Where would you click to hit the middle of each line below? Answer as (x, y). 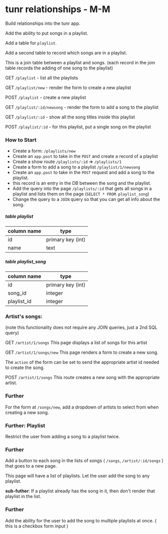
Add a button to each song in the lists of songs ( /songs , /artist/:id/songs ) (85, 461)
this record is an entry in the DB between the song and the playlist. (82, 183)
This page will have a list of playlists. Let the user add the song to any (77, 476)
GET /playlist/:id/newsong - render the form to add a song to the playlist (82, 107)
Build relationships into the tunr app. (43, 23)
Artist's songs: (24, 316)
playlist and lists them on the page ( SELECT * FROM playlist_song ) (81, 194)
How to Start (21, 140)
